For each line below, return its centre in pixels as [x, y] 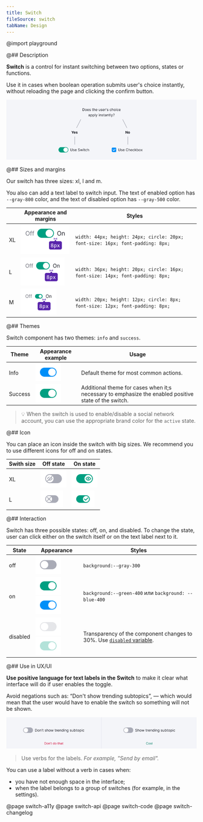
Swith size [22, 464]
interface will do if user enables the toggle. [60, 684]
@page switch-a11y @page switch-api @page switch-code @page [89, 806]
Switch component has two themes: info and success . [73, 338]
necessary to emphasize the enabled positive [137, 394]
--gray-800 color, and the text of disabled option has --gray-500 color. [93, 199]
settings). [27, 795]
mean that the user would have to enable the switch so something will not [98, 702]
